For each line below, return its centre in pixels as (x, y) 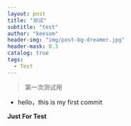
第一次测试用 (43, 87)
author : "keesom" (33, 33)
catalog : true (28, 53)
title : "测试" (27, 20)
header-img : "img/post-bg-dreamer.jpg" (66, 40)
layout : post (27, 14)
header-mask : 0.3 (33, 46)
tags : (15, 60)
